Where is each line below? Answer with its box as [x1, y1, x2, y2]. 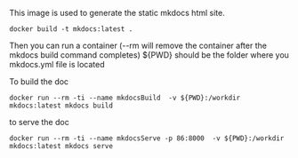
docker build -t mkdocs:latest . [9, 25, 133, 34]
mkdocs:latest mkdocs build [9, 101, 114, 110]
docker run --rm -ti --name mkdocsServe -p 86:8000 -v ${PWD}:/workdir [9, 134, 285, 143]
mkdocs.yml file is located [9, 59, 105, 69]
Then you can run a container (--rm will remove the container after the [9, 40, 267, 51]
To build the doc [9, 76, 69, 87]
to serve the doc [9, 117, 69, 127]
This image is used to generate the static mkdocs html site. [9, 8, 225, 18]
